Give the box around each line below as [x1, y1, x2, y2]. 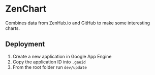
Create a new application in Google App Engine [12, 53, 112, 59]
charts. [5, 25, 20, 31]
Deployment [5, 40, 45, 49]
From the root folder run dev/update [12, 64, 87, 70]
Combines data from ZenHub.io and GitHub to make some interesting [5, 20, 150, 26]
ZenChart [5, 3, 47, 15]
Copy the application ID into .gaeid [12, 59, 86, 65]
